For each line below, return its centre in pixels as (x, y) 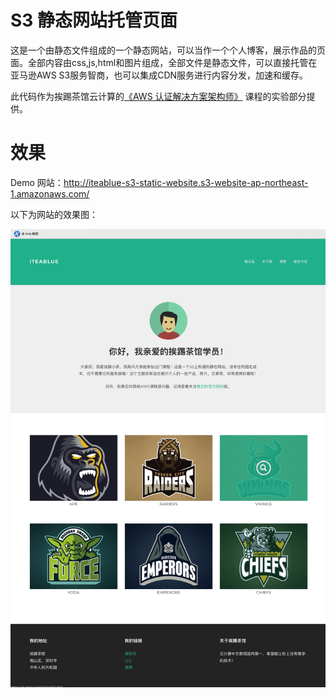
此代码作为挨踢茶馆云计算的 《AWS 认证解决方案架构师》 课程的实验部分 (158, 96)
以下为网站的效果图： (54, 214)
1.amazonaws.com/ (50, 193)
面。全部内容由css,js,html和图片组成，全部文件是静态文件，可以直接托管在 (164, 62)
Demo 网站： (37, 182)
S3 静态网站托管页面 (94, 20)
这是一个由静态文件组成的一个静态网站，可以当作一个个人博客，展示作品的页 (168, 50)
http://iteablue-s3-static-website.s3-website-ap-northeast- (186, 182)
